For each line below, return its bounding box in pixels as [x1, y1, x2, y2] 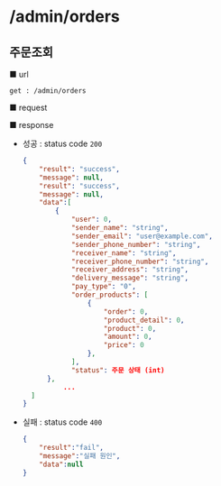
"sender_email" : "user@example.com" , [70, 232, 214, 241]
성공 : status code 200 [22, 138, 103, 149]
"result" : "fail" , [39, 444, 105, 453]
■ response [9, 120, 54, 130]
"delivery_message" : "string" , [70, 273, 189, 283]
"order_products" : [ [70, 290, 149, 299]
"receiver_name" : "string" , [70, 248, 177, 258]
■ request [9, 102, 48, 113]
